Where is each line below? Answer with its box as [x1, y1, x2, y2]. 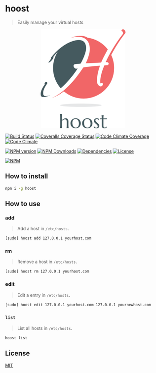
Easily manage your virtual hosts [17, 19, 84, 25]
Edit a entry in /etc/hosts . [17, 292, 71, 298]
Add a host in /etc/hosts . [17, 226, 69, 232]
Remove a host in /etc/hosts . [17, 259, 78, 265]
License [5, 349, 30, 358]
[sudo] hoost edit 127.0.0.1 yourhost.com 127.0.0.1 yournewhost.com [5, 302, 152, 307]
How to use [5, 200, 40, 208]
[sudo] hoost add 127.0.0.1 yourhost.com [5, 236, 92, 241]
